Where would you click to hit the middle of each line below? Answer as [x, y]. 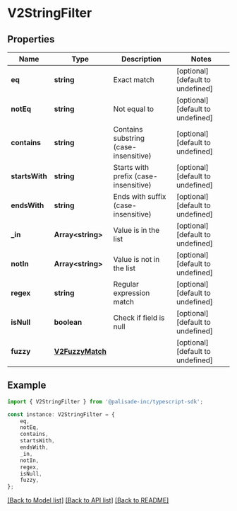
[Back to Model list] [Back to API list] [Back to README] [88, 500]
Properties [31, 39]
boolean [68, 322]
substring [129, 138]
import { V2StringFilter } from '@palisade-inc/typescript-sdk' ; [105, 401]
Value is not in [136, 259]
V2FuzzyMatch [80, 351]
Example [27, 385]
